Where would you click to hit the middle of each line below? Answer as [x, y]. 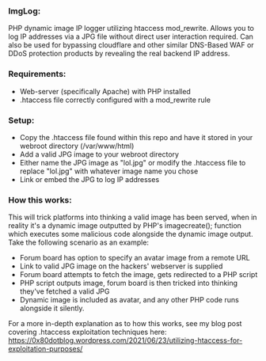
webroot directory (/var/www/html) [77, 146]
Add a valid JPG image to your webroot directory [99, 154]
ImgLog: [25, 11]
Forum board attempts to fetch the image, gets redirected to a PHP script [139, 275]
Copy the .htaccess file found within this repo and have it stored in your [136, 137]
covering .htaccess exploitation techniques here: [88, 332]
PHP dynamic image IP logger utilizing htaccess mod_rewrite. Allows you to [131, 28]
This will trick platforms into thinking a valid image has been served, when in [133, 217]
